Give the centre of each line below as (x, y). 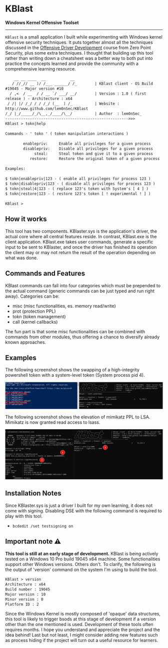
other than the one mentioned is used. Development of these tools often (79, 624)
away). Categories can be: (32, 296)
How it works (26, 219)
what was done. (22, 258)
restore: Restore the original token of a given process (95, 159)
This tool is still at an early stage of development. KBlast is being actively (82, 553)
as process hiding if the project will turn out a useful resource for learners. (82, 640)
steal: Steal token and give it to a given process (94, 154)
